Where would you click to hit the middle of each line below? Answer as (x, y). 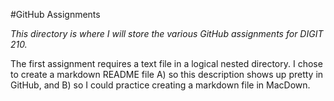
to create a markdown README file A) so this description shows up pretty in (167, 74)
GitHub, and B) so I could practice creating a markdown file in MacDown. (160, 85)
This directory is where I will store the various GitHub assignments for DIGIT (167, 33)
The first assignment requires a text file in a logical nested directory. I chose (166, 63)
